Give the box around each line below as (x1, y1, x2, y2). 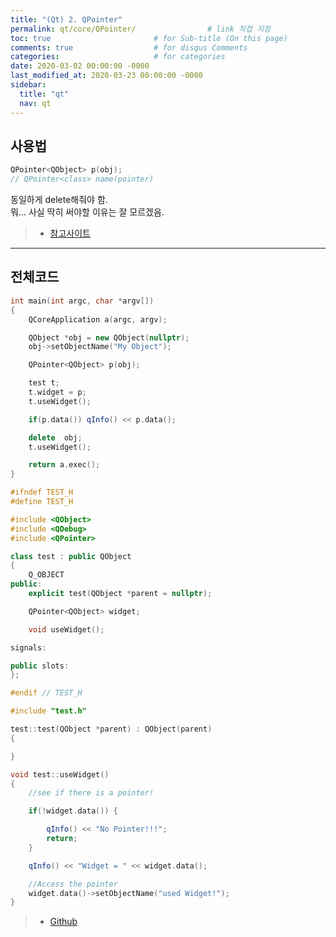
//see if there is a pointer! (28, 788, 155, 798)
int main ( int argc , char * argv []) (10, 296, 155, 306)
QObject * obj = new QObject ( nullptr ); (28, 332, 190, 343)
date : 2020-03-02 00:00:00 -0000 (10, 61, 150, 71)
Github (49, 916, 78, 928)
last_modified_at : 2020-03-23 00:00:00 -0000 (10, 71, 203, 81)
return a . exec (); (28, 460, 101, 470)
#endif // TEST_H (10, 688, 83, 698)
